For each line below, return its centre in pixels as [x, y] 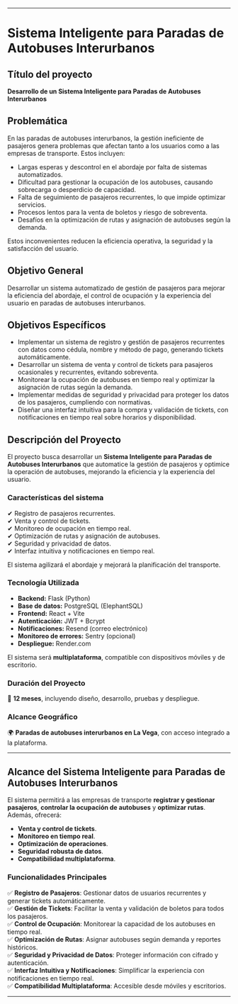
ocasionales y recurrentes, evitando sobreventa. [88, 372]
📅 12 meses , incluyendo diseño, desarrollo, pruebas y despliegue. [103, 699]
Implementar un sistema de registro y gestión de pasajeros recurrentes [121, 342]
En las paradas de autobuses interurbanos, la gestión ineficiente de [106, 138]
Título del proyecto [50, 74]
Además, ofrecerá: [34, 815]
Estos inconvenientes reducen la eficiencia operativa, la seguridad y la [110, 241]
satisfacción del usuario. [43, 248]
